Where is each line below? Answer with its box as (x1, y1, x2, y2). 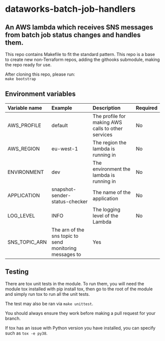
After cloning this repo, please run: (5, 71, 75, 77)
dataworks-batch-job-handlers (5, 3, 136, 15)
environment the (92, 166, 131, 172)
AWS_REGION (7, 145, 40, 152)
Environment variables (5, 90, 76, 98)
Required (136, 104, 158, 111)
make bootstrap (5, 77, 36, 82)
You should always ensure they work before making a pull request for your (5, 310, 156, 316)
